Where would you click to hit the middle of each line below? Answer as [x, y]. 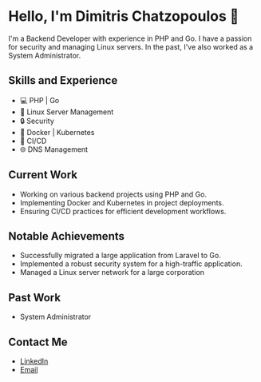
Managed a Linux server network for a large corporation [112, 273]
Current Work [43, 175]
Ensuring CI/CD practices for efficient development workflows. [123, 211]
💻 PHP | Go [40, 100]
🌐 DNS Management [54, 149]
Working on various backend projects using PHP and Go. [113, 194]
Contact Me [38, 342]
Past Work [35, 298]
